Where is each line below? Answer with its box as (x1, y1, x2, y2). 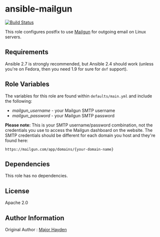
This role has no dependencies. (5, 173, 68, 179)
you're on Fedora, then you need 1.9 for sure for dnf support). (5, 66, 128, 72)
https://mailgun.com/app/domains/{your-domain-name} (5, 147, 114, 152)
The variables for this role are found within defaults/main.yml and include (5, 93, 152, 99)
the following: (5, 98, 32, 104)
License (5, 187, 30, 195)
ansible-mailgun (5, 3, 73, 15)
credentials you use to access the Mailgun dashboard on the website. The (5, 127, 153, 133)
